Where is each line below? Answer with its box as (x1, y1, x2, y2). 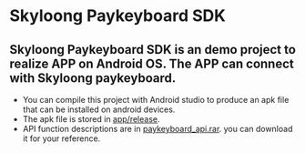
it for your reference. (22, 133, 101, 144)
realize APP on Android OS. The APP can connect (9, 56, 294, 71)
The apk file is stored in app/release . (22, 114, 160, 124)
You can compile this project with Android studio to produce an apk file (22, 95, 290, 105)
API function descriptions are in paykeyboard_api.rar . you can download (22, 124, 293, 134)
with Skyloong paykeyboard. (9, 70, 177, 86)
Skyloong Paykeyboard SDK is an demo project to (9, 42, 296, 57)
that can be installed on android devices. (22, 104, 176, 115)
